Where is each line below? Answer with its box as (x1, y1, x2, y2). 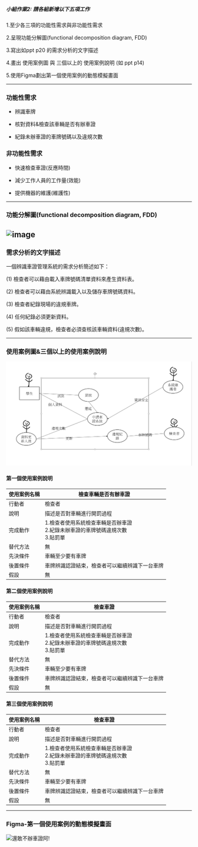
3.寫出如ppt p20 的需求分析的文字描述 (6, 46, 98, 53)
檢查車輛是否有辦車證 (78, 491, 130, 498)
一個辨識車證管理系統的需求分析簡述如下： (6, 263, 110, 270)
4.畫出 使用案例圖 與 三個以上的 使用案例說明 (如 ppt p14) (6, 59, 144, 66)
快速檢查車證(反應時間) (14, 164, 71, 171)
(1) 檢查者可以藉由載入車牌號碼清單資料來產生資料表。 (6, 276, 137, 283)
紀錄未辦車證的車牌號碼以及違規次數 (14, 133, 103, 140)
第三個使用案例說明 (6, 700, 53, 707)
